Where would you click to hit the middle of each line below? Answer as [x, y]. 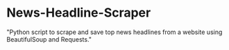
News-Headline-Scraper [79, 13]
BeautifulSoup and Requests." [49, 39]
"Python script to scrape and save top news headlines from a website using [114, 32]
